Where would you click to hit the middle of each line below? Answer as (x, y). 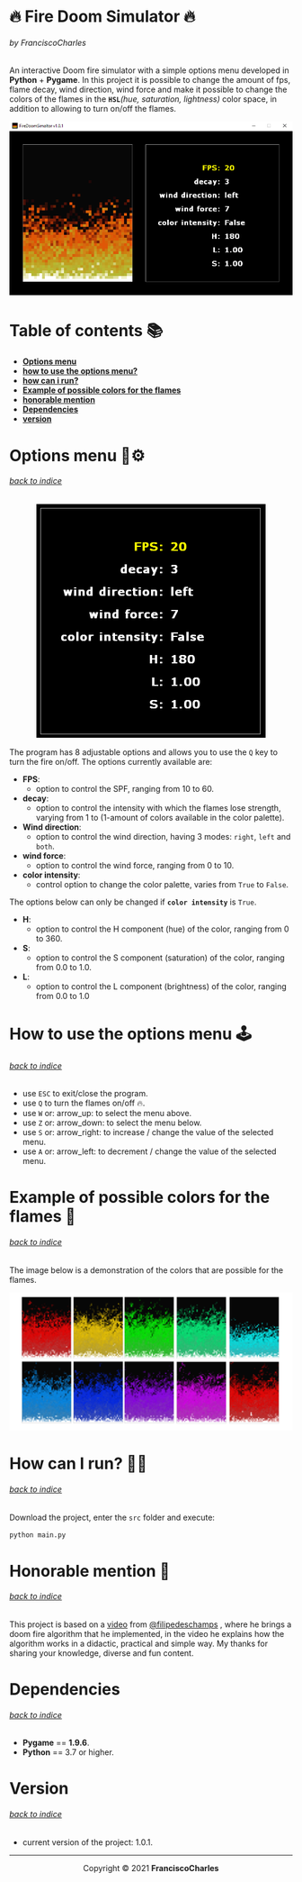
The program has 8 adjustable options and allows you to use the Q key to (144, 752)
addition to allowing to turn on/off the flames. (93, 109)
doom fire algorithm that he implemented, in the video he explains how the (147, 1633)
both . (45, 846)
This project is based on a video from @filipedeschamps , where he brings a (151, 1624)
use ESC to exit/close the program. (85, 1094)
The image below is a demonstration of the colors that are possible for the (147, 1270)
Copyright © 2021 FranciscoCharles (151, 1868)
